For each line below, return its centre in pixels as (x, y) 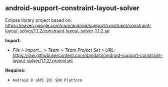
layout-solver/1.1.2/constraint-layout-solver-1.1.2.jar (57, 31)
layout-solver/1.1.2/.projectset (43, 60)
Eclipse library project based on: (38, 20)
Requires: (15, 70)
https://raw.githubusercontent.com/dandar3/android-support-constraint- (87, 55)
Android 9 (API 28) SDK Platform (47, 80)
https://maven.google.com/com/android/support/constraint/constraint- (78, 25)
